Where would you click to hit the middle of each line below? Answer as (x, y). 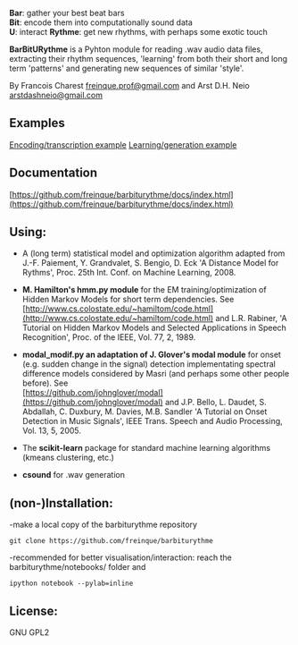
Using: (28, 232)
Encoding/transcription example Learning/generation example (123, 144)
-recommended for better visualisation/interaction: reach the (120, 557)
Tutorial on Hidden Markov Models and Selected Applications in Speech (154, 328)
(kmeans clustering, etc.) (68, 458)
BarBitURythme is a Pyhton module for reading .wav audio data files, (136, 49)
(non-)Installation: (61, 503)
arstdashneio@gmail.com (56, 95)
